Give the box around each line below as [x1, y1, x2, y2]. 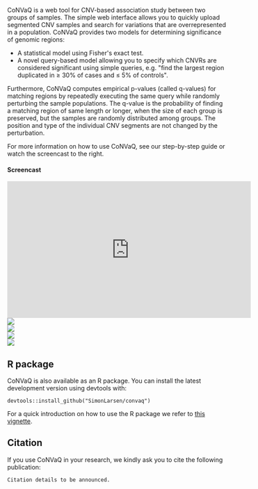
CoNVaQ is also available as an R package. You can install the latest [7, 376, 202, 385]
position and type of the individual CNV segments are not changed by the [7, 122, 218, 129]
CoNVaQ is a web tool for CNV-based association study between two [7, 6, 206, 14]
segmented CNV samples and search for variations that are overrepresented [7, 21, 226, 28]
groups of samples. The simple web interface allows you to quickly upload [7, 13, 220, 22]
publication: [7, 463, 41, 471]
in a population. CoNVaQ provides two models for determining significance [7, 28, 222, 36]
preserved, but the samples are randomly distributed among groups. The [7, 114, 216, 122]
